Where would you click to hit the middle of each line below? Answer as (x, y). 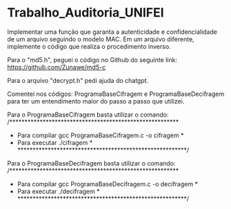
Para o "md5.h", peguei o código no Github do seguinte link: (92, 59)
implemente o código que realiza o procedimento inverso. (89, 46)
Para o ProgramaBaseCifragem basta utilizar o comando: (88, 115)
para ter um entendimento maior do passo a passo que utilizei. (96, 101)
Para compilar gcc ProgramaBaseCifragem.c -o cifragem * (100, 135)
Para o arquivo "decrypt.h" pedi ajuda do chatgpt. (78, 80)
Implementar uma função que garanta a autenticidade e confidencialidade (112, 32)
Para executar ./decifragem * (58, 191)
